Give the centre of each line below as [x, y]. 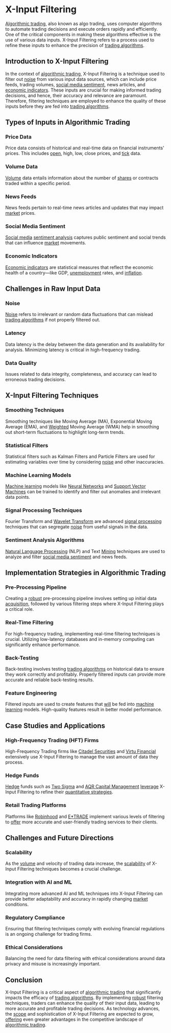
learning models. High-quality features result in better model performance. [84, 709]
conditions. [17, 904]
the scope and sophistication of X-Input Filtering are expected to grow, [80, 1014]
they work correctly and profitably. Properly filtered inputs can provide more [86, 674]
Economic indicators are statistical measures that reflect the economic [79, 267]
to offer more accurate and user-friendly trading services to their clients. [82, 822]
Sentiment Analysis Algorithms [45, 540]
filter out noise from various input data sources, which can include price [81, 79]
